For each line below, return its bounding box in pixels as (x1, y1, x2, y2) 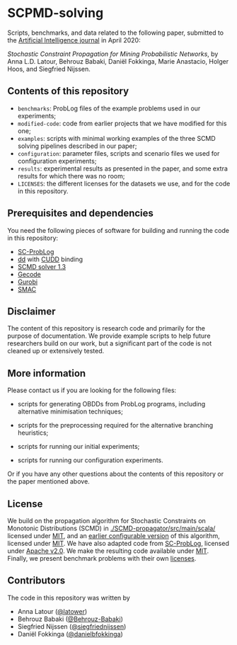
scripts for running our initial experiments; (17, 443, 140, 451)
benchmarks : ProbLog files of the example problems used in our (17, 104, 201, 113)
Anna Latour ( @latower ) (17, 607, 88, 615)
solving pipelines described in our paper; (17, 142, 137, 150)
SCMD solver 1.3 (17, 262, 66, 270)
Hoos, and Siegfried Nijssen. (7, 64, 91, 73)
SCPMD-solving (7, 5, 104, 21)
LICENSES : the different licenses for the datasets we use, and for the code (17, 179, 231, 188)
